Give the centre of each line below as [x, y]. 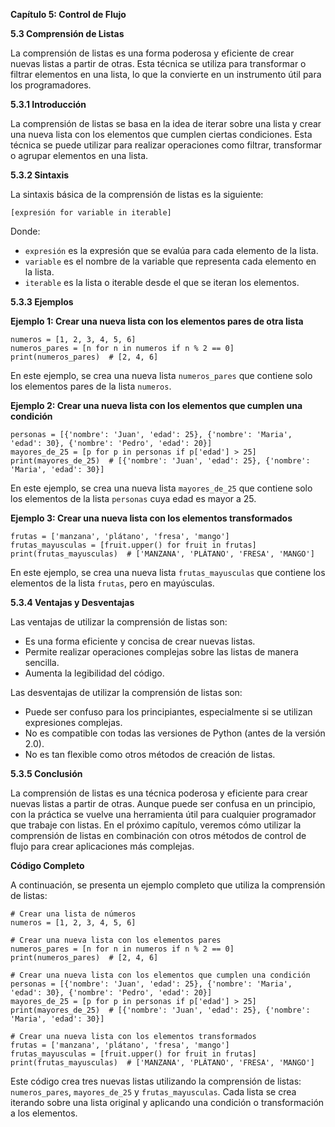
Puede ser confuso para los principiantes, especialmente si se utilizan [168, 712]
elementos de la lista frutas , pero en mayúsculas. [112, 583]
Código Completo [47, 865]
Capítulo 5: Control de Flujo [68, 14]
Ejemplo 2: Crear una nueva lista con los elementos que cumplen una [156, 405]
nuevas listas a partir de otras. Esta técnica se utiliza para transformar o [158, 63]
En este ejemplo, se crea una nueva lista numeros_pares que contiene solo [161, 375]
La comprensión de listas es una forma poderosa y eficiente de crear [152, 53]
